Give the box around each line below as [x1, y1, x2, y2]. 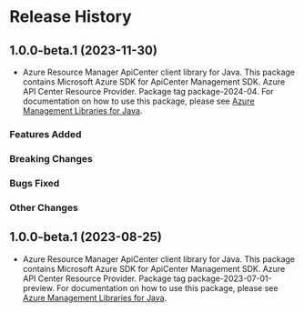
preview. [22, 282, 55, 293]
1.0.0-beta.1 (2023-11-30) [9, 43, 157, 58]
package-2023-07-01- [187, 273, 272, 284]
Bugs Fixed [9, 176, 60, 189]
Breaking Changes [9, 152, 94, 165]
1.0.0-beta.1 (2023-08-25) [9, 229, 162, 245]
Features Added [9, 127, 82, 140]
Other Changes [9, 201, 79, 214]
